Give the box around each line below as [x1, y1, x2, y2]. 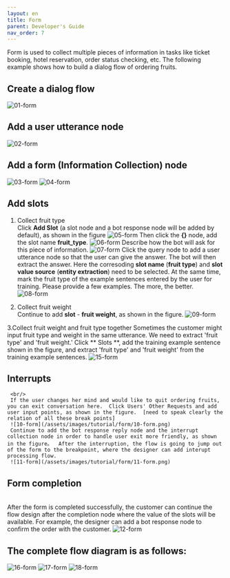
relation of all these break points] [7, 415, 116, 422]
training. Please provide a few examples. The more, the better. [17, 282, 194, 290]
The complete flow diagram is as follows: [7, 545, 187, 557]
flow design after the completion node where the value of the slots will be [7, 510, 216, 519]
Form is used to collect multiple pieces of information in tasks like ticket [7, 48, 210, 57]
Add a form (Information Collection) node [7, 159, 188, 171]
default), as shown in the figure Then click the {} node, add [17, 230, 218, 239]
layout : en [7, 10, 39, 17]
